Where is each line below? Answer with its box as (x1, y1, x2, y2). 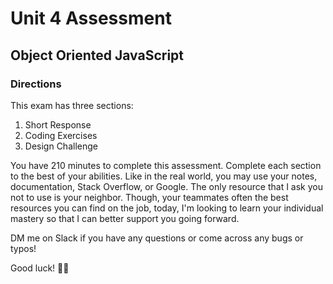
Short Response (24, 118, 92, 131)
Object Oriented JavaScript (10, 47, 184, 64)
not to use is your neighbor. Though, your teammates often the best (10, 191, 289, 203)
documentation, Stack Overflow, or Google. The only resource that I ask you (10, 180, 323, 192)
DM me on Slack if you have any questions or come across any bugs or (10, 232, 304, 244)
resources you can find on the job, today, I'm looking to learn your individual (10, 202, 324, 214)
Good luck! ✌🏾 (10, 262, 70, 274)
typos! (10, 242, 37, 254)
